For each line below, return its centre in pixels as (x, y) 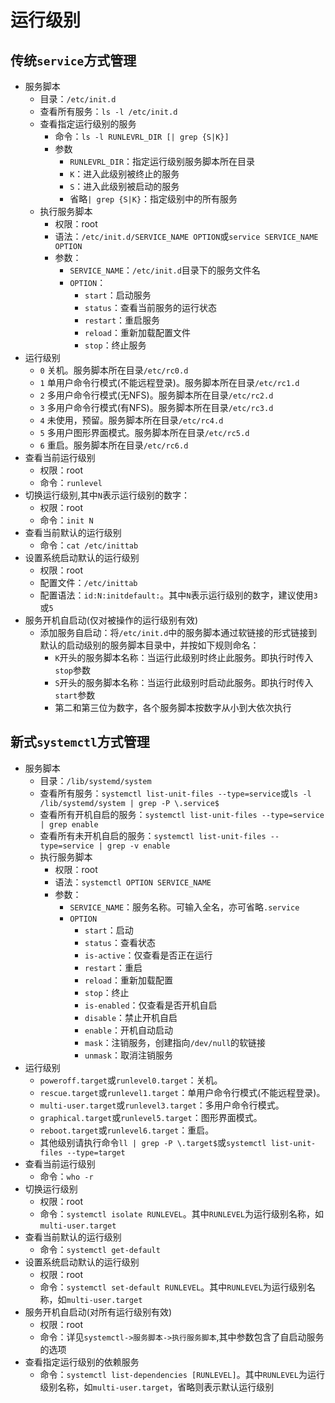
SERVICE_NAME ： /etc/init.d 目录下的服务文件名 (165, 270)
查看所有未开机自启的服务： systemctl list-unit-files (153, 835)
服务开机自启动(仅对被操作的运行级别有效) (111, 620)
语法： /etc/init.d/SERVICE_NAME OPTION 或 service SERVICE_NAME (186, 236)
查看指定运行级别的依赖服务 (82, 1362)
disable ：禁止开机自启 (131, 1017)
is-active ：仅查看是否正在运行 (148, 955)
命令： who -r (66, 1176)
